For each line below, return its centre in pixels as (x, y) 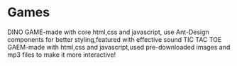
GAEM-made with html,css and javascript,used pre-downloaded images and (119, 47)
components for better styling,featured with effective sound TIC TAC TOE (115, 39)
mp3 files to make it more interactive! (62, 55)
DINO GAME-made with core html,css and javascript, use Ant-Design (108, 32)
